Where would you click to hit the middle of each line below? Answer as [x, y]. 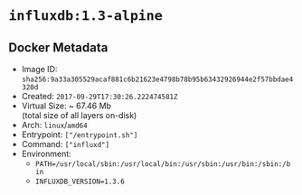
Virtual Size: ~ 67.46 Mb [66, 106]
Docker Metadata [58, 47]
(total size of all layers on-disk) [79, 115]
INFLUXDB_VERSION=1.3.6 [80, 181]
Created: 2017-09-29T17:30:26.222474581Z [99, 96]
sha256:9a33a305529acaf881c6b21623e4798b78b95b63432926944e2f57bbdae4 [157, 79]
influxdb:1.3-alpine [86, 16]
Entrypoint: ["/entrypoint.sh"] [80, 135]
